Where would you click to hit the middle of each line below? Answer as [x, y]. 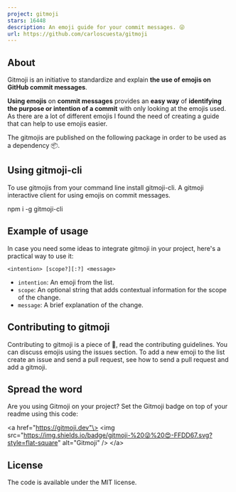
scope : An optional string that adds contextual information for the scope [122, 289]
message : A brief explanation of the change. [80, 305]
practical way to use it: [41, 256]
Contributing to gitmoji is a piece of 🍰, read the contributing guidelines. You [117, 344]
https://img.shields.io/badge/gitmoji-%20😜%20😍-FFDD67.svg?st [118, 435]
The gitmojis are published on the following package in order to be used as [117, 138]
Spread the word [45, 389]
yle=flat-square [33, 443]
